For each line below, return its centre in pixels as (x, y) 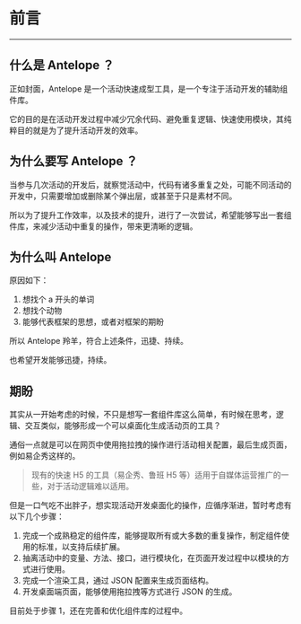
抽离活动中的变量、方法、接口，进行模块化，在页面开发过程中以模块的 (152, 558)
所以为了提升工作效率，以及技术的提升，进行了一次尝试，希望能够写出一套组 (150, 215)
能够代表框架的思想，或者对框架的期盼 (93, 322)
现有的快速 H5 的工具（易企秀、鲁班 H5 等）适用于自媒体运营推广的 (156, 475)
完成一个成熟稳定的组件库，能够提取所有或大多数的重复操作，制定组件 (152, 536)
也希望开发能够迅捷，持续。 (60, 360)
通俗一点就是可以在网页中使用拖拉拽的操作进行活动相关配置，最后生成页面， (150, 444)
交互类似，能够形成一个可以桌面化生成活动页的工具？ (123, 426)
